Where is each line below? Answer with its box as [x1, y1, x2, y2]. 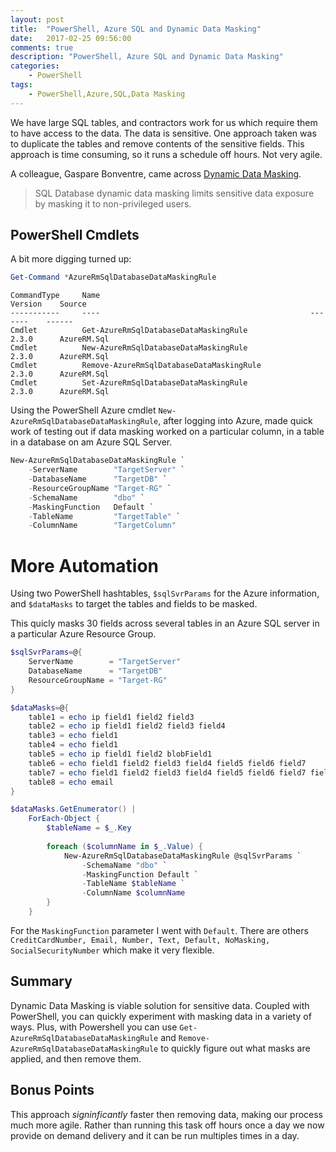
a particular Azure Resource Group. [10, 628, 157, 640]
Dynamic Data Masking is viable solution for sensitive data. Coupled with [10, 999, 310, 1011]
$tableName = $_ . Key [46, 823, 132, 833]
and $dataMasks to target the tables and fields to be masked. [10, 598, 258, 610]
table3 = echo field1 [28, 731, 118, 741]
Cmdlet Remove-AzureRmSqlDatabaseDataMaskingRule [10, 361, 262, 371]
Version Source [10, 299, 87, 310]
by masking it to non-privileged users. [34, 197, 192, 210]
